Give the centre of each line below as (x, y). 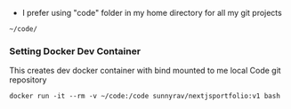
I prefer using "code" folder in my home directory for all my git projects (152, 13)
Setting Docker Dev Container (75, 51)
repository (28, 80)
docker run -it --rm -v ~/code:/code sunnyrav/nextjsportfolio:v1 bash (145, 97)
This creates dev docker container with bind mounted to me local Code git (145, 71)
